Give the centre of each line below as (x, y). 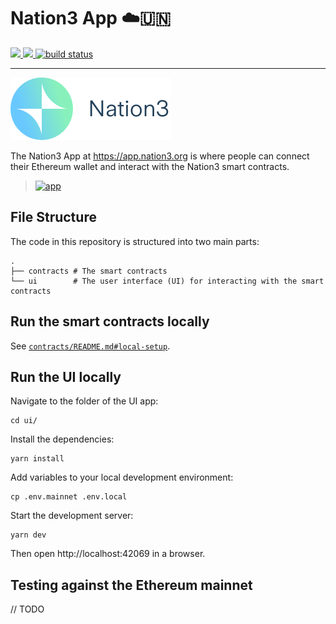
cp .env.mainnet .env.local (69, 497)
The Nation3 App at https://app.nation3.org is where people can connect (160, 156)
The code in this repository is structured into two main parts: (135, 241)
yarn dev (28, 535)
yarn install (37, 459)
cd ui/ (24, 421)
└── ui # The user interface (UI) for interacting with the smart (167, 281)
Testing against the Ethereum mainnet (131, 585)
